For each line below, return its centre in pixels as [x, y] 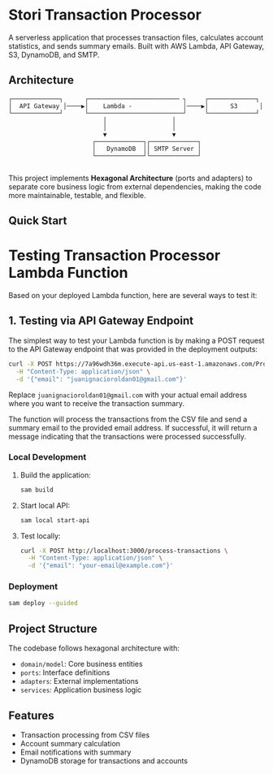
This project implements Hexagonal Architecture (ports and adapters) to [131, 178]
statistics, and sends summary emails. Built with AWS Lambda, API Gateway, [136, 45]
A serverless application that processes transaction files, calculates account [136, 37]
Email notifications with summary [76, 752]
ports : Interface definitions [65, 672]
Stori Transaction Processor [105, 15]
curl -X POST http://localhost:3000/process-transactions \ [124, 551]
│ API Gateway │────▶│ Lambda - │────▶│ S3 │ [136, 106]
